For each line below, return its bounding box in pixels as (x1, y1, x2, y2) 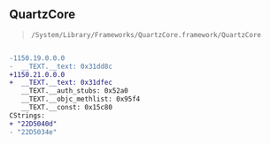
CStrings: (9, 110, 46, 120)
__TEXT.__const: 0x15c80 (20, 103, 113, 112)
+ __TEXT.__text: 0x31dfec (9, 79, 113, 87)
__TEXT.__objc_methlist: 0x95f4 (20, 95, 141, 104)
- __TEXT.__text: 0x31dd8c (9, 62, 113, 71)
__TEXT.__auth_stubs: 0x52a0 (20, 87, 128, 95)
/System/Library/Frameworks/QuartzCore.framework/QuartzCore (30, 30, 262, 39)
